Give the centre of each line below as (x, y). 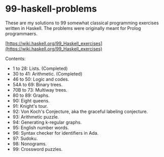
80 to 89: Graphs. (31, 95)
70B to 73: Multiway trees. (40, 90)
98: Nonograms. (30, 144)
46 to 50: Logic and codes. (41, 79)
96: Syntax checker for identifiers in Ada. (56, 133)
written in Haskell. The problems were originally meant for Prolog (73, 28)
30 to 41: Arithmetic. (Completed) (47, 73)
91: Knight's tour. (30, 106)
